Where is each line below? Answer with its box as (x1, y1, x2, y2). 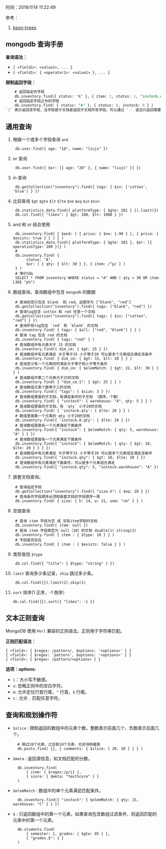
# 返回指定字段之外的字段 (14, 98, 60, 104)
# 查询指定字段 (15, 485, 42, 490)
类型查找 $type (12, 551, 43, 557)
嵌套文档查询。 (12, 474, 43, 480)
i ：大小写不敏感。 (12, 676, 50, 682)
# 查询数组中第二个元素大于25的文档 (15, 375, 79, 380)
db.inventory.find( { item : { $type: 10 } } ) (15, 532, 115, 537)
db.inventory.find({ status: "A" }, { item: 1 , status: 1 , (14, 94, 138, 99)
